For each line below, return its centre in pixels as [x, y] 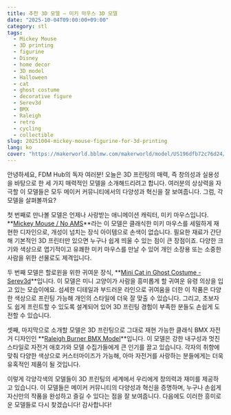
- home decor [32, 65]
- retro [24, 122]
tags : [15, 33]
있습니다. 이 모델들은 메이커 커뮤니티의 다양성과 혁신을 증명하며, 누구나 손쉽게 [118, 387]
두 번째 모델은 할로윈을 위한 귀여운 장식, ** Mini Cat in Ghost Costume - [104, 272]
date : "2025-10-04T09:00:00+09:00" [58, 20]
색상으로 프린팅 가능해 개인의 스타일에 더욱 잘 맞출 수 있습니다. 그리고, [108, 298]
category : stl [27, 26]
